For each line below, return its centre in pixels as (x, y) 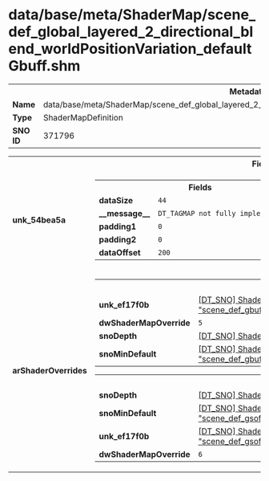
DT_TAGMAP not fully (197, 213)
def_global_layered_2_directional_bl (131, 32)
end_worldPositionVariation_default (130, 49)
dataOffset (120, 252)
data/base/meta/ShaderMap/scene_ (132, 15)
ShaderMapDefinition (83, 117)
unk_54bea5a (39, 220)
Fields (200, 187)
